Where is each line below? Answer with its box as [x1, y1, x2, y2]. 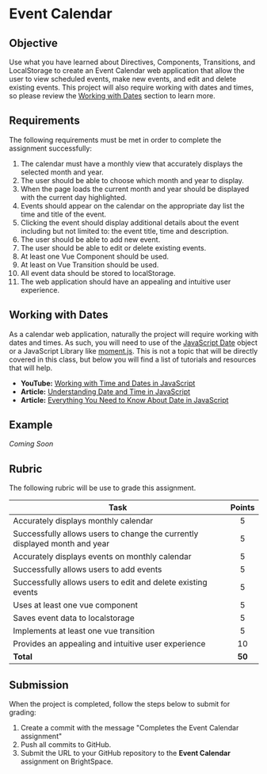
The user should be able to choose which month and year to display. [20, 175, 245, 185]
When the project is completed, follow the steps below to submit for [9, 699, 231, 709]
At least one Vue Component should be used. [20, 251, 170, 261]
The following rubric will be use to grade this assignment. [9, 483, 196, 492]
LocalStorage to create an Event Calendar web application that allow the [9, 66, 245, 75]
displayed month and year [13, 538, 110, 550]
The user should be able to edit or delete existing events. [20, 243, 207, 252]
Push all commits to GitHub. [20, 740, 112, 749]
